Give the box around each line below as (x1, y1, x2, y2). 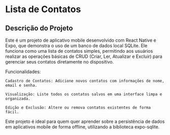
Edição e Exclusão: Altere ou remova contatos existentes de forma (5, 105, 151, 110)
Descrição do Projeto (5, 24, 73, 32)
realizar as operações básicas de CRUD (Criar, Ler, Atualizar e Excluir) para (5, 53, 162, 59)
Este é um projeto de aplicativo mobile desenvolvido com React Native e (5, 37, 156, 43)
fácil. (5, 110, 19, 115)
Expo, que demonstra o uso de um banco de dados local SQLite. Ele (5, 43, 148, 49)
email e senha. (5, 83, 38, 88)
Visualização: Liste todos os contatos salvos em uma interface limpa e (5, 92, 162, 97)
